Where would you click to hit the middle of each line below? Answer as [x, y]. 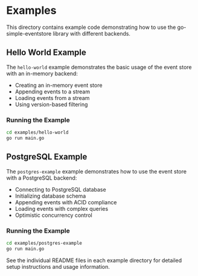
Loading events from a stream [52, 98]
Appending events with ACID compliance [66, 202]
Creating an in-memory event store [59, 85]
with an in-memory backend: [42, 74]
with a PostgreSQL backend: [42, 178]
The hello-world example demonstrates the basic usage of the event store [99, 67]
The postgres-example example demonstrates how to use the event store [97, 171]
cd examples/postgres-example [44, 243]
